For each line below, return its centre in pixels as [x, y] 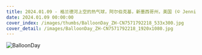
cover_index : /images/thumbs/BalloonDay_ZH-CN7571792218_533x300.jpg [95, 23]
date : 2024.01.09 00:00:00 [40, 17]
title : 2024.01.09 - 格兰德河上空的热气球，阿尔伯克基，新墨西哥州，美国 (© [93, 12]
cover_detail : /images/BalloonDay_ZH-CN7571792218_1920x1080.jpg [90, 28]
